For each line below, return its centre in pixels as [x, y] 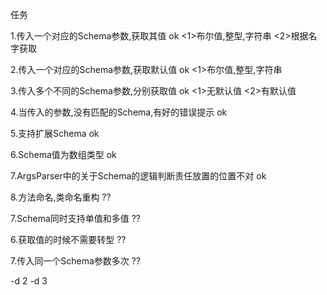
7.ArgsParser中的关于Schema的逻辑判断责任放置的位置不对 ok [138, 176]
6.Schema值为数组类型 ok [63, 154]
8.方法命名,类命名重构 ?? [61, 197]
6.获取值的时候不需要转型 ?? [68, 239]
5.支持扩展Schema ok [55, 133]
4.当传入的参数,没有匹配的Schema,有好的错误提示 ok [119, 112]
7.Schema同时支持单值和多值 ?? [76, 218]
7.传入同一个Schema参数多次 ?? [76, 261]
